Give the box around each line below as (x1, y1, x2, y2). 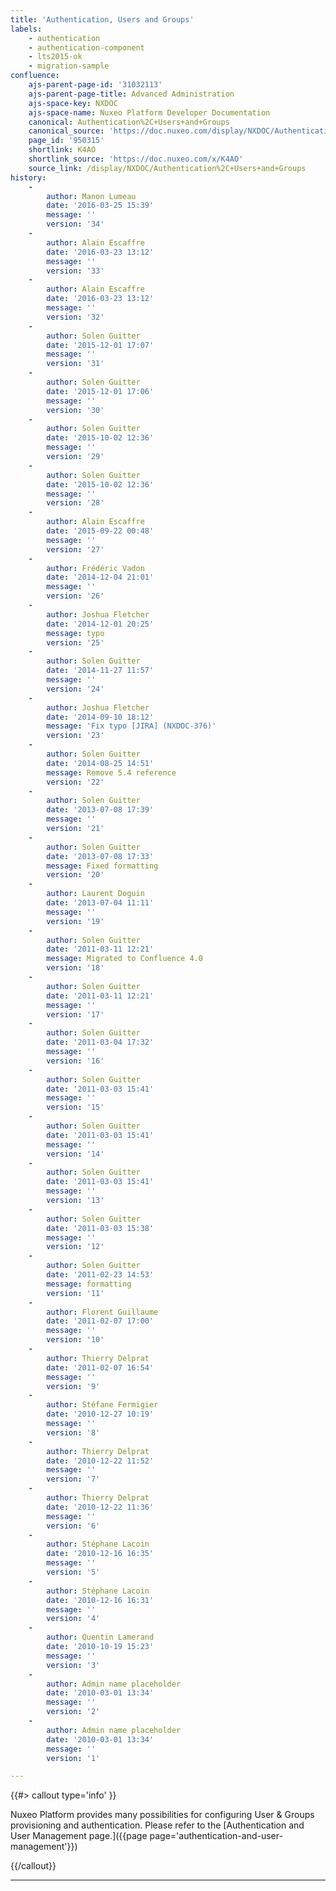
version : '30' (46, 405, 105, 415)
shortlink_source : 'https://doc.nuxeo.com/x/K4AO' (28, 154, 244, 164)
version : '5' (46, 1567, 101, 1577)
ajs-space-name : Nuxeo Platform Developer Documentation (28, 107, 271, 118)
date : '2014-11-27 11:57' (46, 666, 155, 676)
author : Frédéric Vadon (46, 563, 145, 573)
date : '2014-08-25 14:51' (46, 758, 155, 768)
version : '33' (46, 266, 105, 276)
